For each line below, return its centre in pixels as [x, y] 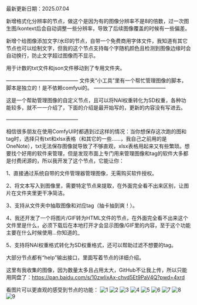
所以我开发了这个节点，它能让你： [83, 161]
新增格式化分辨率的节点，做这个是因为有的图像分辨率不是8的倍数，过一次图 [98, 21]
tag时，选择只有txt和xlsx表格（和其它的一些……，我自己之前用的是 [86, 139]
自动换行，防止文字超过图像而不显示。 [52, 55]
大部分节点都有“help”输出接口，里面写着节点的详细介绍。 [75, 257]
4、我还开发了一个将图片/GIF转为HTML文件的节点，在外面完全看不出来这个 [97, 218]
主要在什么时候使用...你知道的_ [43, 233]
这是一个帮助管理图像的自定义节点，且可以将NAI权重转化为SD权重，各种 [94, 100]
